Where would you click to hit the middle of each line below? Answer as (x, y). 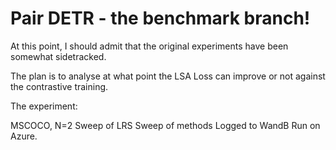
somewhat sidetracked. (58, 56)
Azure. (24, 136)
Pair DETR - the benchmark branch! (160, 18)
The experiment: (44, 106)
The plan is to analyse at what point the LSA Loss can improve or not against (168, 76)
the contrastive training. (59, 86)
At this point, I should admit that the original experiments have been (149, 46)
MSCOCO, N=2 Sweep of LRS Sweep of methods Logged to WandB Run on (165, 125)
